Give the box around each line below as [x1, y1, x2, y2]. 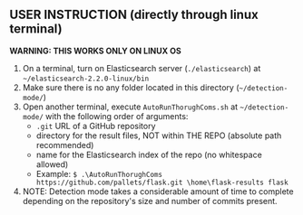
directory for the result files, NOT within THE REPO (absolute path [35, 130, 282, 141]
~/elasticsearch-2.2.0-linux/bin [22, 74, 150, 83]
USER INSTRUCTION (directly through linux [9, 7, 259, 23]
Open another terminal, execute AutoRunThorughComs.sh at [22, 101, 239, 112]
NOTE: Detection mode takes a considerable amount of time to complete [22, 185, 294, 197]
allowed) [35, 158, 69, 170]
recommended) [35, 139, 94, 150]
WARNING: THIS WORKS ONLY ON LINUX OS [9, 45, 181, 56]
